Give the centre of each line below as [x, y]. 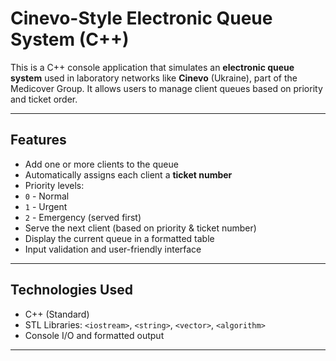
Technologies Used [71, 290]
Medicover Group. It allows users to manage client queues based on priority [166, 88]
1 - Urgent [46, 206]
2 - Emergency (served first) [83, 217]
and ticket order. [44, 99]
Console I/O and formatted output [94, 335]
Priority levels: [54, 185]
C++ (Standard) [57, 314]
